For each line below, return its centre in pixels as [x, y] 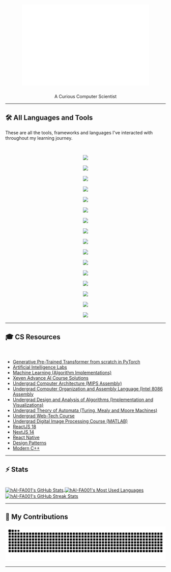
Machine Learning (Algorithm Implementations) [62, 372]
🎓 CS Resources [33, 337]
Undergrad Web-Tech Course [44, 415]
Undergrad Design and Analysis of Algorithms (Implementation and [83, 399]
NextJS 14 [23, 432]
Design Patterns [30, 443]
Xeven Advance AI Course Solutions [51, 378]
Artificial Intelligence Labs [40, 367]
